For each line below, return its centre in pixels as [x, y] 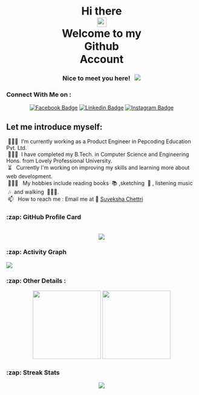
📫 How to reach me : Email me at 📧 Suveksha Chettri [75, 199]
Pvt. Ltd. [17, 148]
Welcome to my [102, 34]
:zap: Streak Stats [33, 373]
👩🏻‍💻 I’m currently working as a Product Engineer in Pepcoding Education [99, 141]
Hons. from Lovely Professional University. [59, 161]
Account [102, 59]
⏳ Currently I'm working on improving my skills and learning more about [99, 167]
